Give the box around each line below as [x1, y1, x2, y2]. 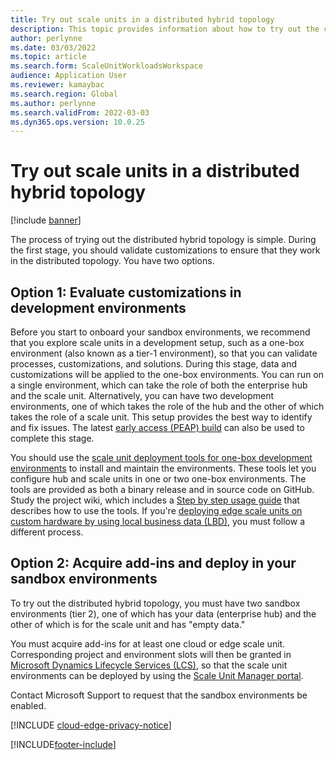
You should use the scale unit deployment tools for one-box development [10, 452, 313, 463]
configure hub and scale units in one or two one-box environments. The [10, 473, 307, 485]
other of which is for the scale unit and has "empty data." [10, 618, 246, 630]
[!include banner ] [10, 214, 82, 226]
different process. [10, 526, 84, 538]
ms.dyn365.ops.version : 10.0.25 [10, 117, 145, 127]
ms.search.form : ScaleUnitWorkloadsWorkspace [10, 61, 203, 71]
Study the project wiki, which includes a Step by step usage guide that [10, 494, 300, 506]
